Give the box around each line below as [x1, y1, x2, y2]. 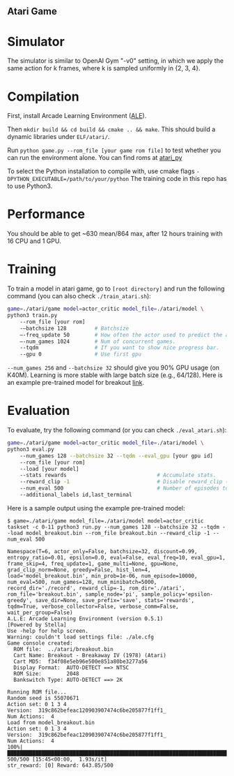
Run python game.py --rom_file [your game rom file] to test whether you [7, 146, 221, 154]
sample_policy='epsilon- [141, 590, 214, 598]
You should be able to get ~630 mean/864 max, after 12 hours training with [7, 230, 223, 238]
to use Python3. [7, 182, 53, 191]
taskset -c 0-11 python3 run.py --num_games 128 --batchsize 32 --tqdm [7, 523, 219, 530]
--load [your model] [19, 465, 79, 472]
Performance [7, 206, 86, 222]
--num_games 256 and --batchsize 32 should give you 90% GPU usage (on [7, 363, 220, 372]
